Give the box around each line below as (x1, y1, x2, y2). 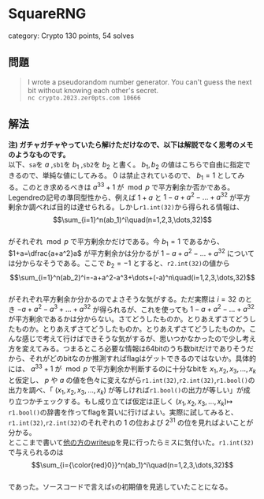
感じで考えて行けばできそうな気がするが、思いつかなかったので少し (21, 334, 243, 343)
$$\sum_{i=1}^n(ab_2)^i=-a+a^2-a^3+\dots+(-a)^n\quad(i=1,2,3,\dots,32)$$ (9, 272, 255, 282)
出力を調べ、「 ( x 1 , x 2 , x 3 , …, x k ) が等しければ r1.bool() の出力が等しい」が (8, 385, 244, 396)
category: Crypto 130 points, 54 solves (8, 31, 135, 40)
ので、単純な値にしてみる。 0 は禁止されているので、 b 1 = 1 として (21, 171, 238, 182)
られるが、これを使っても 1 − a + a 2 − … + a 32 (106, 303, 255, 314)
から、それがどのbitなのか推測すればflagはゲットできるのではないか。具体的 (8, 354, 257, 363)
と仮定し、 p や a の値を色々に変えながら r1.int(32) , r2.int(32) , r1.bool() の (8, 375, 255, 385)
